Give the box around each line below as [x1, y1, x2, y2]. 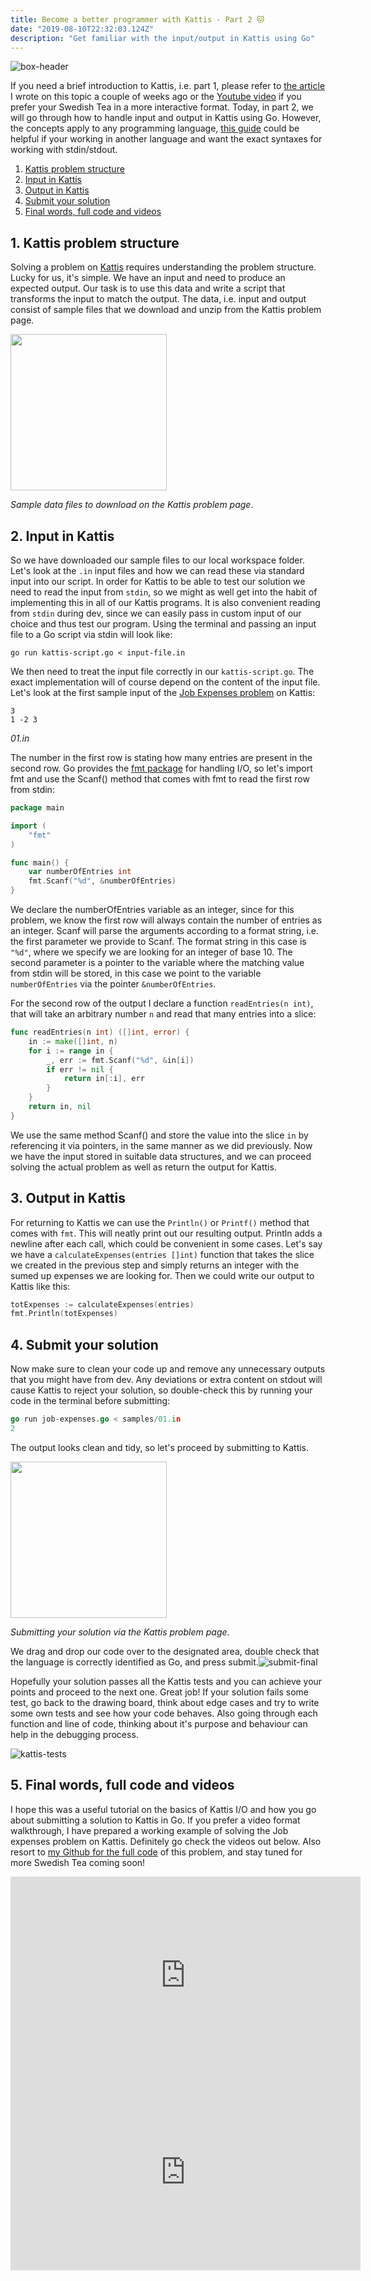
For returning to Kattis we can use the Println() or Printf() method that [10, 1216, 310, 1228]
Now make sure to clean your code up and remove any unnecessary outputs [10, 1363, 326, 1375]
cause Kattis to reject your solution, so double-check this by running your [10, 1384, 313, 1396]
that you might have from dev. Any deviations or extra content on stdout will [10, 1374, 323, 1386]
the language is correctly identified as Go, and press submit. [10, 1656, 259, 1668]
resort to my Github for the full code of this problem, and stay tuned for [10, 1846, 303, 1858]
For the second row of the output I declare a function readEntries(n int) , [10, 997, 314, 1009]
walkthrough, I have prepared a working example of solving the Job [10, 1824, 289, 1836]
